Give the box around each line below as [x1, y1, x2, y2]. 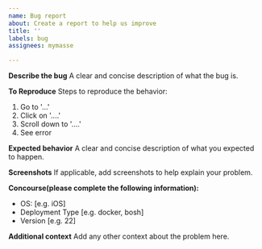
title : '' [8, 27, 42, 35]
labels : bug [8, 34, 48, 43]
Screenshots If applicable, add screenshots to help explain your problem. [8, 168, 253, 177]
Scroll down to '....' [19, 119, 82, 129]
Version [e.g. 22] [19, 216, 77, 226]
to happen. [8, 152, 44, 162]
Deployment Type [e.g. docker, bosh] [19, 207, 144, 218]
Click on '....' [19, 110, 61, 121]
